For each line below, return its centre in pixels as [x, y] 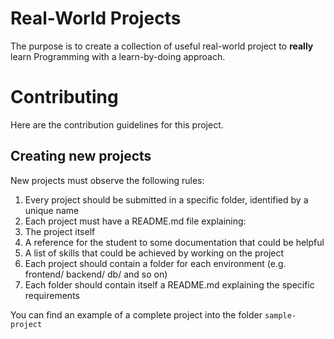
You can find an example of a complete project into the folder [136, 314]
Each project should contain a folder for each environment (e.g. [155, 263]
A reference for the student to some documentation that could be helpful [174, 242]
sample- [280, 315]
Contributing [64, 97]
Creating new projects [81, 156]
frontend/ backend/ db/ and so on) [96, 274]
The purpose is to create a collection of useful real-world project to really [162, 46]
